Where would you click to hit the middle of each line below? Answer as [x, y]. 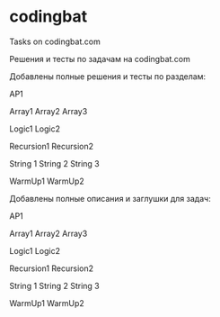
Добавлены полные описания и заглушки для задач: [110, 198]
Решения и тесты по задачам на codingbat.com [100, 59]
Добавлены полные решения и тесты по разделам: [108, 76]
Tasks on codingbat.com [55, 41]
